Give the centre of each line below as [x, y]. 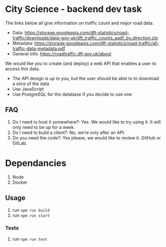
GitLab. [20, 143]
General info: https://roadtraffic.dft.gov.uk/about [62, 54]
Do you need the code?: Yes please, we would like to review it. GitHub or [87, 137]
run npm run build [31, 210]
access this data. [23, 69]
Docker [20, 182]
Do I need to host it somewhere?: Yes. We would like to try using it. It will [86, 122]
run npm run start [31, 215]
